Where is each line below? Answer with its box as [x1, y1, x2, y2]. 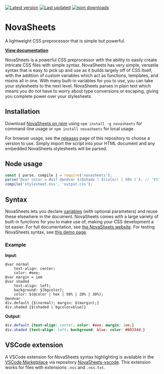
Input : [5, 253, 18, 258]
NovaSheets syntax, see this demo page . [5, 229, 88, 235]
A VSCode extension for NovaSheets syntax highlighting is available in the [5, 354, 154, 360]
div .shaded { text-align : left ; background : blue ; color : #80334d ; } [5, 327, 145, 332]
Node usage [5, 160, 43, 168]
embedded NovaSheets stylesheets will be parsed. [5, 145, 107, 151]
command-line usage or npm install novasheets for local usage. [5, 125, 135, 132]
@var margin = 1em [5, 275, 42, 280]
